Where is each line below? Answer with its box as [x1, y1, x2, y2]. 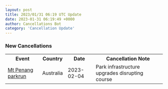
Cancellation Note [106, 55, 150, 62]
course [95, 76, 112, 83]
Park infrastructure [95, 63, 140, 70]
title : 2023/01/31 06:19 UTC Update [5, 12, 81, 17]
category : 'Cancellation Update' [5, 26, 75, 31]
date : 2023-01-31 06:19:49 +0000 [5, 16, 75, 21]
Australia [42, 69, 63, 76]
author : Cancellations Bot [5, 21, 61, 26]
